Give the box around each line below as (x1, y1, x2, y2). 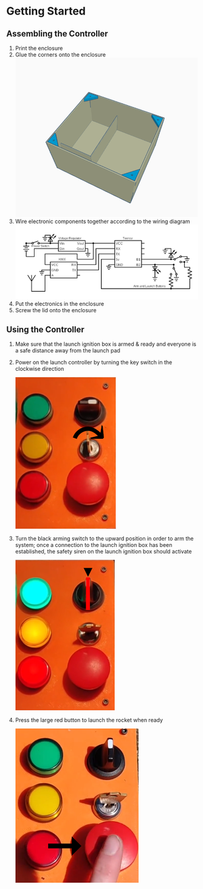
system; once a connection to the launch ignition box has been (15, 541, 173, 549)
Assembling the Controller (6, 29, 108, 39)
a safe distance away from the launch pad (15, 347, 120, 354)
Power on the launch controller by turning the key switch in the (15, 359, 173, 366)
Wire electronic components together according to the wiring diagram (15, 218, 190, 225)
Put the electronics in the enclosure (15, 300, 105, 307)
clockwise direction (15, 365, 64, 372)
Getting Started (6, 4, 86, 18)
